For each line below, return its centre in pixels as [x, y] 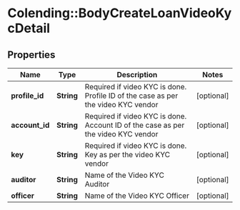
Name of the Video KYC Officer [137, 196]
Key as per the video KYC [127, 155]
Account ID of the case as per [135, 125]
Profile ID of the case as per [131, 96]
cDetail [29, 28]
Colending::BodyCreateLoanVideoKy [120, 13]
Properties [31, 55]
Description [137, 75]
